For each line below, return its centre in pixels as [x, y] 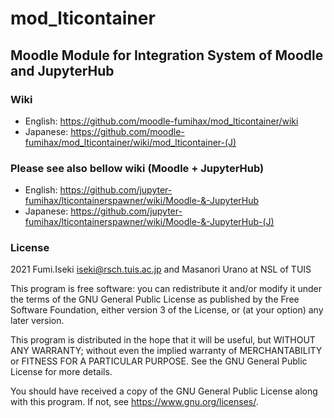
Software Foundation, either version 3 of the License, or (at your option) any [167, 310]
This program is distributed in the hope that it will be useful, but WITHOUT [163, 340]
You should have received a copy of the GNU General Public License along [164, 391]
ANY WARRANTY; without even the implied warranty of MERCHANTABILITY [166, 351]
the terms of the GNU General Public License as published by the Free [155, 299]
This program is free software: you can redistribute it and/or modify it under [166, 289]
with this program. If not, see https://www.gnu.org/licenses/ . [134, 402]
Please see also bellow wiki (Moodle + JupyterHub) [137, 168]
